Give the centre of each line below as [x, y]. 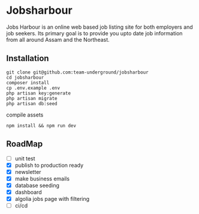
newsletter [28, 172]
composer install [28, 82]
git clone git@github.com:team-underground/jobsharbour [77, 72]
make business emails [42, 178]
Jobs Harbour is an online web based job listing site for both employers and [99, 27]
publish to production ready [49, 165]
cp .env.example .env [33, 88]
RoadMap [25, 144]
